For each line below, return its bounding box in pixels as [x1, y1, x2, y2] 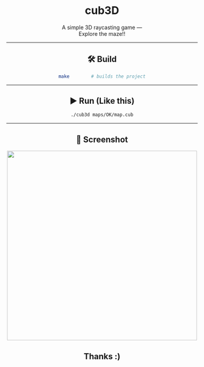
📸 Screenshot [75, 134, 129, 144]
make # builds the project [58, 73, 146, 79]
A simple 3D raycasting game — [61, 24, 143, 31]
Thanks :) [83, 351, 121, 362]
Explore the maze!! [78, 30, 126, 37]
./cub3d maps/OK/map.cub [70, 112, 134, 118]
